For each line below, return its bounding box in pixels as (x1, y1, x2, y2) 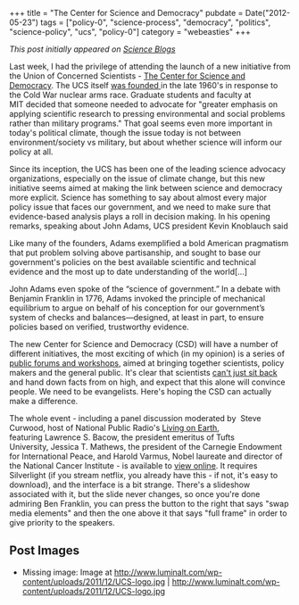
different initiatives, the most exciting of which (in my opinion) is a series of (9, 348, 286, 359)
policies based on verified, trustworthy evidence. (9, 321, 189, 332)
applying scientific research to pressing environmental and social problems (9, 109, 286, 119)
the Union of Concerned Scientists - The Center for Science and (9, 70, 245, 81)
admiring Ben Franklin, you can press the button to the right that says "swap (9, 499, 289, 509)
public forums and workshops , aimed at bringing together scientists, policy (9, 358, 285, 369)
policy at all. (9, 146, 54, 157)
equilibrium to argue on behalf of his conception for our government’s (9, 302, 265, 313)
